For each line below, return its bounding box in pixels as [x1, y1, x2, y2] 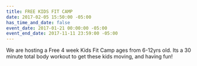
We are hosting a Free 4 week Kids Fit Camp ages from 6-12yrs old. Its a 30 [6, 47, 191, 54]
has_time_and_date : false [6, 19, 70, 25]
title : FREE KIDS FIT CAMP [6, 8, 73, 15]
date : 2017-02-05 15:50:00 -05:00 [6, 14, 92, 20]
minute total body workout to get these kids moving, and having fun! [6, 53, 173, 60]
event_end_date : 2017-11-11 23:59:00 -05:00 [6, 31, 118, 37]
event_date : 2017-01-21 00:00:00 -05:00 [6, 25, 108, 31]
